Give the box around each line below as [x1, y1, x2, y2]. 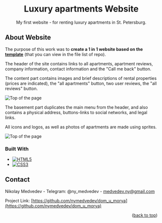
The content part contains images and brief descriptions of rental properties [5, 75, 157, 81]
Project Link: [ [5, 197, 33, 204]
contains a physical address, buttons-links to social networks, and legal [5, 109, 147, 115]
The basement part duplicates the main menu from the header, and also [5, 104, 148, 110]
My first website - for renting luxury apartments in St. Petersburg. [16, 19, 147, 25]
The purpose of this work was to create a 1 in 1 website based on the [5, 46, 143, 52]
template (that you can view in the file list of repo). [5, 51, 106, 57]
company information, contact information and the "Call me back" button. [5, 66, 151, 72]
